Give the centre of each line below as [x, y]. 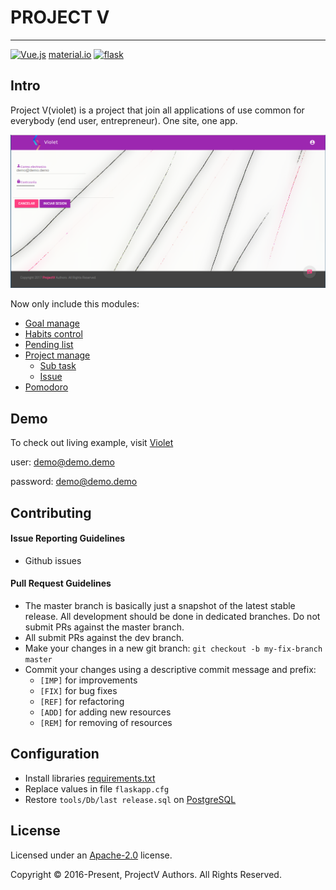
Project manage [57, 355]
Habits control [53, 334]
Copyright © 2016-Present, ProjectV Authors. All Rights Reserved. [146, 874]
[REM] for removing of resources [106, 722]
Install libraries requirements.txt [90, 778]
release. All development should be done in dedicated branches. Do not [172, 616]
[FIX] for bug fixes [78, 690]
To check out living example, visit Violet [92, 443]
